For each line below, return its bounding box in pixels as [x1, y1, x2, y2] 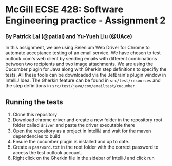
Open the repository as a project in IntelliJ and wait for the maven [12, 127, 151, 134]
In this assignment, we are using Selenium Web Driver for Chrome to [5, 45, 150, 51]
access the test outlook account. [12, 150, 82, 156]
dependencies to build [12, 133, 61, 139]
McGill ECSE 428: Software [5, 4, 124, 15]
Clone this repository [12, 112, 58, 118]
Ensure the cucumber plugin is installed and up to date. [12, 139, 130, 145]
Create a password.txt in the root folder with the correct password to [12, 144, 159, 150]
